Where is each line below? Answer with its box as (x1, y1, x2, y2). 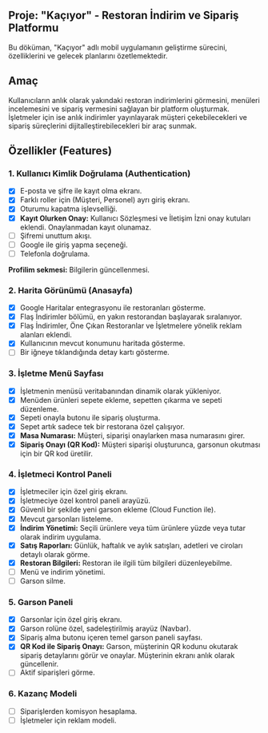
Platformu (8, 22, 59, 35)
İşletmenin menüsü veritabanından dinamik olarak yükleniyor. (19, 386, 222, 396)
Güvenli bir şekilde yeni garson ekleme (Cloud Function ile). (19, 505, 216, 515)
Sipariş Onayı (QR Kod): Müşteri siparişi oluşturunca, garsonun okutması (19, 440, 261, 449)
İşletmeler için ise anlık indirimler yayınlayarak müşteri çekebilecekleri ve (8, 112, 248, 122)
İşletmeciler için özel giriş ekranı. (19, 487, 128, 496)
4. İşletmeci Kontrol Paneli (8, 468, 112, 480)
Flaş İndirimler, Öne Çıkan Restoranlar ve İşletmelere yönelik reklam (19, 321, 242, 331)
